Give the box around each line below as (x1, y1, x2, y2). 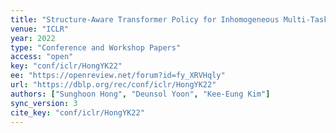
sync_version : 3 (10, 98, 78, 108)
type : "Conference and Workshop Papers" (10, 42, 182, 53)
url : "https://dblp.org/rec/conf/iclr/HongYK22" (10, 80, 217, 90)
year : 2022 (10, 33, 56, 43)
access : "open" (10, 52, 74, 62)
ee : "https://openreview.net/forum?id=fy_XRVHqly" (10, 71, 226, 81)
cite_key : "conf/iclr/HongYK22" (10, 107, 145, 118)
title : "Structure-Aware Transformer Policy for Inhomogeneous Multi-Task (10, 14, 329, 25)
